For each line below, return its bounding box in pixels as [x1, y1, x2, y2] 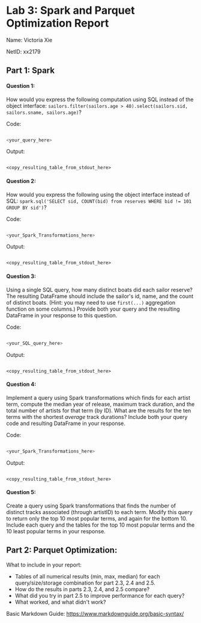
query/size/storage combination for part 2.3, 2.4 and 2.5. [14, 579, 156, 586]
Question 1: [6, 82, 35, 89]
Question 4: [6, 380, 37, 388]
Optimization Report [6, 16, 109, 30]
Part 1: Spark [6, 66, 55, 76]
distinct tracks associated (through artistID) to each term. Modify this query [6, 508, 193, 515]
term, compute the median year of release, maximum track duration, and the [6, 400, 195, 408]
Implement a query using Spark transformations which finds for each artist [6, 394, 191, 401]
